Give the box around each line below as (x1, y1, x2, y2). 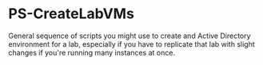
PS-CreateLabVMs (8, 5, 134, 23)
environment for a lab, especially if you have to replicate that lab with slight (8, 39, 256, 48)
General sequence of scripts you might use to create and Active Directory (8, 31, 251, 40)
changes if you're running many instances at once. (8, 48, 176, 57)
